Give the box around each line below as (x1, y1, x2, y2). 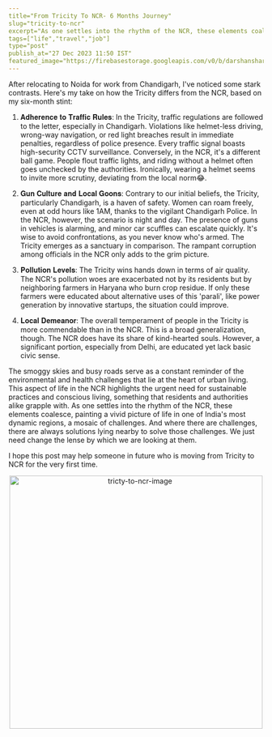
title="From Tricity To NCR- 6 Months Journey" (8, 11, 172, 20)
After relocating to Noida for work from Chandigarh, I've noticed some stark (8, 79, 261, 89)
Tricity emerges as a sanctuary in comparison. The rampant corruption (19, 241, 257, 250)
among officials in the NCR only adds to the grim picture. (19, 249, 210, 259)
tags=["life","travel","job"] (8, 34, 111, 43)
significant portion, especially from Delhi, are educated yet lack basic (19, 342, 252, 351)
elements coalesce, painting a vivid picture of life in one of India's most (8, 409, 246, 419)
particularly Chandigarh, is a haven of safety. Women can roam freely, (19, 198, 254, 207)
